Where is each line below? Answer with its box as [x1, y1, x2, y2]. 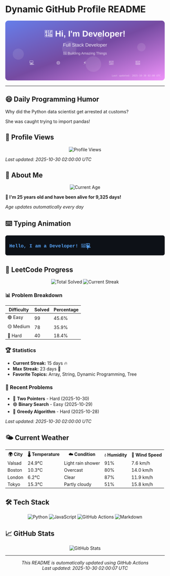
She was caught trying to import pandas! [5, 118, 90, 125]
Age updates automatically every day [5, 204, 84, 210]
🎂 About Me [5, 171, 43, 179]
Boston [7, 467, 23, 473]
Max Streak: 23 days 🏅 [12, 366, 61, 372]
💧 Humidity [104, 451, 127, 458]
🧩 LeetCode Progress [5, 265, 73, 274]
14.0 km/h [131, 467, 153, 473]
